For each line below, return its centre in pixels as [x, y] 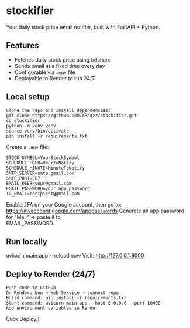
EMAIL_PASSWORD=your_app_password [48, 188]
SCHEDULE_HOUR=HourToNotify [40, 163]
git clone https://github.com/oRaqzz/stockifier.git [72, 116]
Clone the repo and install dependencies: [58, 110]
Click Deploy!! [23, 319]
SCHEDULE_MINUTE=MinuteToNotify [45, 168]
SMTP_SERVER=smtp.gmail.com [40, 173]
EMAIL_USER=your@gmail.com [39, 183]
